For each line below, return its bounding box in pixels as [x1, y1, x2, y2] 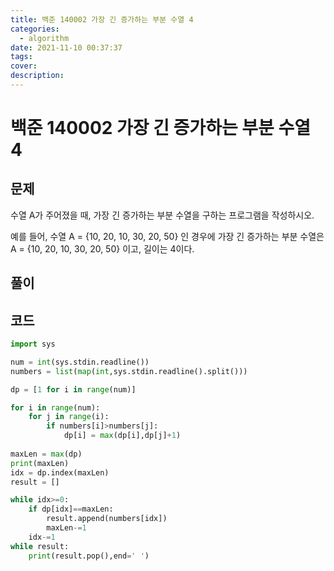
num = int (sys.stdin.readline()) [10, 357, 150, 367]
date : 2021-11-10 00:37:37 [10, 42, 123, 53]
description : [10, 71, 65, 81]
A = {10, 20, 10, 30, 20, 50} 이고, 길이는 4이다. [10, 242, 195, 255]
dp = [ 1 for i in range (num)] [10, 384, 137, 395]
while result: [10, 541, 70, 551]
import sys [10, 339, 56, 350]
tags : [10, 52, 33, 62]
